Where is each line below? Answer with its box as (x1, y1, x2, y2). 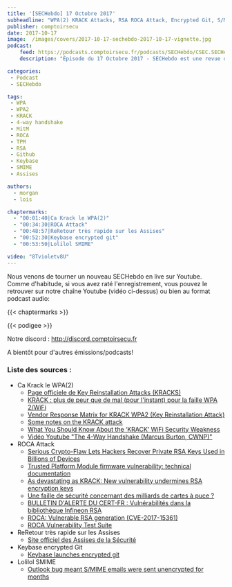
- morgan (13, 189, 39, 196)
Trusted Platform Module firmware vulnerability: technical (27, 462, 191, 470)
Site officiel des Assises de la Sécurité (27, 535, 137, 544)
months (27, 572, 50, 581)
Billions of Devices (27, 455, 81, 463)
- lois (13, 195, 32, 203)
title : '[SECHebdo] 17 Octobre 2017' (7, 10, 116, 17)
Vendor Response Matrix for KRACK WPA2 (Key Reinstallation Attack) (27, 410, 225, 419)
